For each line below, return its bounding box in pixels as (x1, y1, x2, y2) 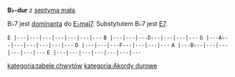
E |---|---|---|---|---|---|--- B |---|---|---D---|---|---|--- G (7, 34, 203, 41)
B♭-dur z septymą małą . (7, 6, 77, 14)
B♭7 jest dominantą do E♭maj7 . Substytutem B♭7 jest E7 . (7, 20, 167, 27)
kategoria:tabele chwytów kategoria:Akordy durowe (7, 62, 158, 69)
